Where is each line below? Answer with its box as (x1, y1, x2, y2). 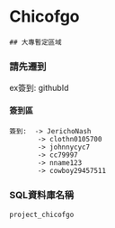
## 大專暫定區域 (9, 38, 62, 47)
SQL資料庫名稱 (9, 189, 75, 202)
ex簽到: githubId (9, 83, 69, 94)
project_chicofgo (9, 210, 75, 219)
